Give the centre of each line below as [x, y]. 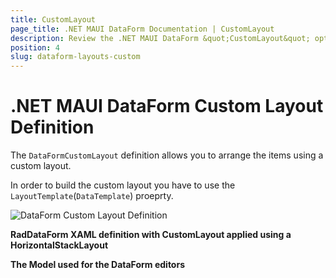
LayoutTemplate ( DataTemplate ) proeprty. [92, 196]
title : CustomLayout [53, 19]
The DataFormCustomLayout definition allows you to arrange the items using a [167, 155]
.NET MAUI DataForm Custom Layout [167, 106]
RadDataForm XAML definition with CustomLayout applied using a [151, 235]
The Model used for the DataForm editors [97, 265]
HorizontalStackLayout [59, 245]
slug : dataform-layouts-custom [75, 57]
